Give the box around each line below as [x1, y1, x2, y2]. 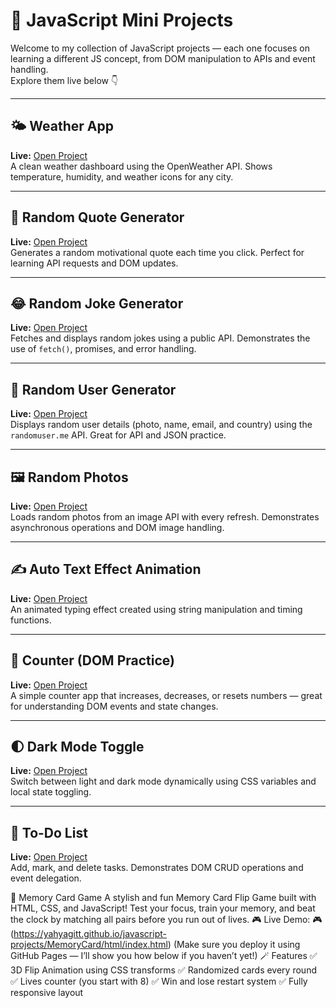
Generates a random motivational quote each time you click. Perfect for [10, 246, 305, 258]
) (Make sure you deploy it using [167, 939, 301, 951]
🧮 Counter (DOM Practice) [10, 652, 175, 669]
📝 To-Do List [10, 824, 88, 841]
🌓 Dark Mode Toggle [10, 739, 145, 756]
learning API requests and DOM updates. [10, 257, 179, 269]
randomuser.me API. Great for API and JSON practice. [10, 429, 227, 441]
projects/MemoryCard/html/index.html [10, 939, 168, 951]
